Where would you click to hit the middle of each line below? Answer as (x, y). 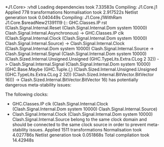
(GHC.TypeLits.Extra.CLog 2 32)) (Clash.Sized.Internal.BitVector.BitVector (80, 74)
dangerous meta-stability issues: (38, 85)
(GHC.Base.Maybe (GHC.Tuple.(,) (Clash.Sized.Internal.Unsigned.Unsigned (81, 69)
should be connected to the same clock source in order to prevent (79, 125)
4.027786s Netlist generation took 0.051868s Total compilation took (81, 135)
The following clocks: (27, 94)
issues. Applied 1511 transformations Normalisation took (85, 130)
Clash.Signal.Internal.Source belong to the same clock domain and (80, 119)
